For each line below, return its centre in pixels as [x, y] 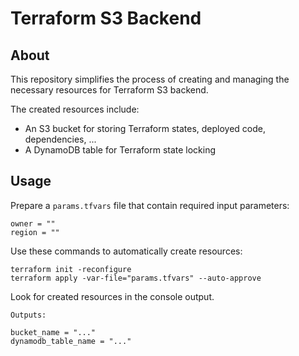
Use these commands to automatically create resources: [126, 251]
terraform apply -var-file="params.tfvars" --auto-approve [136, 278]
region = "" [35, 232]
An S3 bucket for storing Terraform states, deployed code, [145, 128]
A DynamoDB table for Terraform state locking [120, 150]
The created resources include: [75, 109]
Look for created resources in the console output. [112, 296]
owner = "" [33, 223]
